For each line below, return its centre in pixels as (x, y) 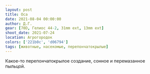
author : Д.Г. (19, 24)
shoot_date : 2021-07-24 (30, 33)
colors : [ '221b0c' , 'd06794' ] (37, 42)
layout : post (19, 10)
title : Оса (16, 14)
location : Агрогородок (29, 38)
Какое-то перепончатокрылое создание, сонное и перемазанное (75, 61)
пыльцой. (15, 66)
